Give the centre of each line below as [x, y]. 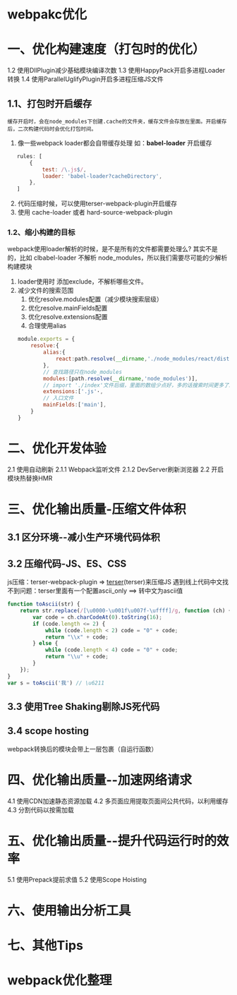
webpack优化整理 [60, 981]
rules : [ [29, 156]
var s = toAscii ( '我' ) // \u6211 [56, 683]
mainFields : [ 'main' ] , [75, 405]
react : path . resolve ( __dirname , [102, 359]
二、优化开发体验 [57, 448]
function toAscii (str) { [44, 604]
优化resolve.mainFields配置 [68, 308]
